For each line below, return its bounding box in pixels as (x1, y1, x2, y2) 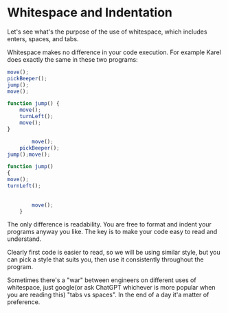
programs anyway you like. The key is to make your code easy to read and (7, 228, 218, 236)
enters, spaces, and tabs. (7, 34, 79, 43)
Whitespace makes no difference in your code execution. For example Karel (7, 48, 222, 56)
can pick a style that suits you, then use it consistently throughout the (7, 255, 204, 264)
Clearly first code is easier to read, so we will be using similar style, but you (7, 248, 221, 257)
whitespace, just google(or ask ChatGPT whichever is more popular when (7, 283, 216, 292)
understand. (7, 235, 42, 243)
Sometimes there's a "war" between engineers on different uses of (7, 276, 197, 284)
